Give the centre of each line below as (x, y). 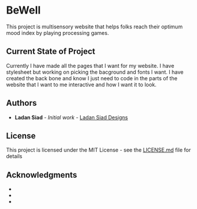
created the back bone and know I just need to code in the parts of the (92, 78)
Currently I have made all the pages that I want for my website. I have (90, 66)
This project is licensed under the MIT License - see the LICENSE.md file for (98, 150)
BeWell (24, 10)
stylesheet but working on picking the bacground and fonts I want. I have (95, 72)
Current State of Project (51, 52)
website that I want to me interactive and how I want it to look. (81, 84)
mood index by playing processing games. (58, 32)
